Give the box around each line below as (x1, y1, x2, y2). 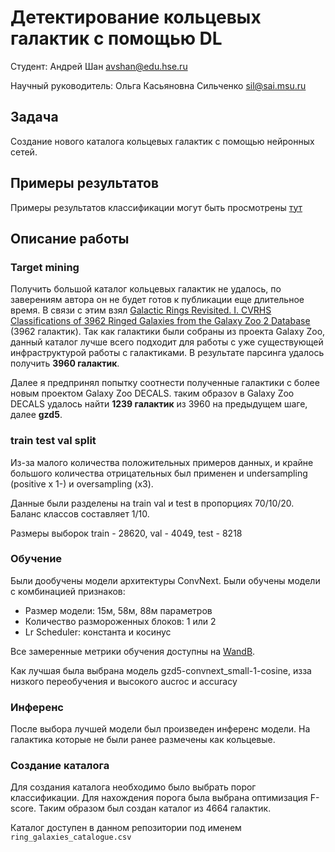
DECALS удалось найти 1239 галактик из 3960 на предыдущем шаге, (10, 398, 308, 410)
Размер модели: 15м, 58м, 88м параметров (24, 604, 213, 616)
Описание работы (10, 230, 130, 247)
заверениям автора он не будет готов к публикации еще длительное (10, 294, 305, 306)
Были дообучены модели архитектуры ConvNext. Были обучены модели (10, 574, 321, 586)
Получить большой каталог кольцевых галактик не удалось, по (10, 283, 282, 295)
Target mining (10, 260, 80, 274)
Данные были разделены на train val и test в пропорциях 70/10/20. (10, 497, 295, 509)
